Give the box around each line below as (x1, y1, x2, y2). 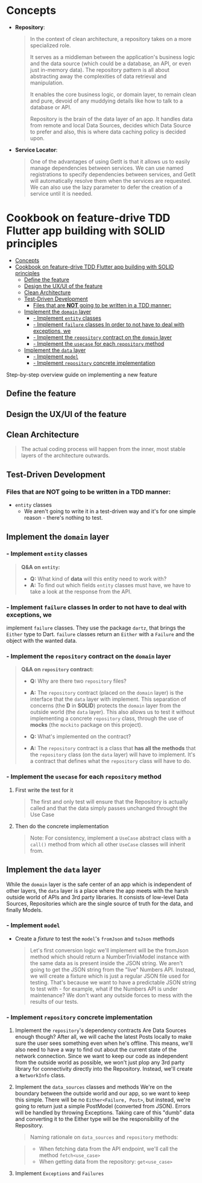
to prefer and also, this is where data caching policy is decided (30, 128, 186, 135)
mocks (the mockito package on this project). (30, 721, 143, 729)
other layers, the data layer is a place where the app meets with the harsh (6, 887, 189, 894)
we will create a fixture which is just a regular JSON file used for (30, 972, 190, 980)
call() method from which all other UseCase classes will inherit (30, 840, 186, 848)
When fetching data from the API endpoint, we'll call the (39, 1145, 178, 1153)
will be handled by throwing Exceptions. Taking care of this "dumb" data (14, 1109, 195, 1117)
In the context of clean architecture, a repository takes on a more (30, 35, 192, 42)
